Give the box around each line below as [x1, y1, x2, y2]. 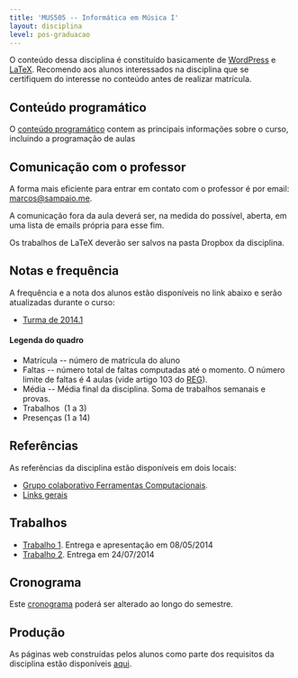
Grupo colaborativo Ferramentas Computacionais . [22, 479, 209, 491]
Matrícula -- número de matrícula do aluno [22, 355, 181, 366]
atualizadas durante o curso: [9, 296, 115, 307]
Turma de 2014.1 [22, 314, 84, 325]
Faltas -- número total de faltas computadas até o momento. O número [22, 365, 285, 375]
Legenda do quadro [9, 335, 84, 346]
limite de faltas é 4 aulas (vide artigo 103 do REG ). [22, 375, 208, 385]
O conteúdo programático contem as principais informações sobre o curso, [9, 123, 289, 135]
